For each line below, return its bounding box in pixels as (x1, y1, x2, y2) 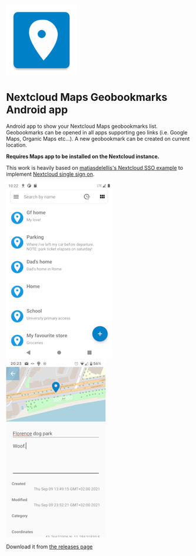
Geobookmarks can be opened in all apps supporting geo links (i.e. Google (6, 129, 188, 136)
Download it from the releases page (6, 543, 93, 550)
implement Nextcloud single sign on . (6, 170, 95, 177)
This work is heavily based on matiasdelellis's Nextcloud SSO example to (6, 164, 184, 171)
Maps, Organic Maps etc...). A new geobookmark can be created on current (6, 135, 190, 142)
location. (6, 141, 28, 149)
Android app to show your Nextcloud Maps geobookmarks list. (6, 123, 158, 130)
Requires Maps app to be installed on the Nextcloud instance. (6, 153, 160, 160)
